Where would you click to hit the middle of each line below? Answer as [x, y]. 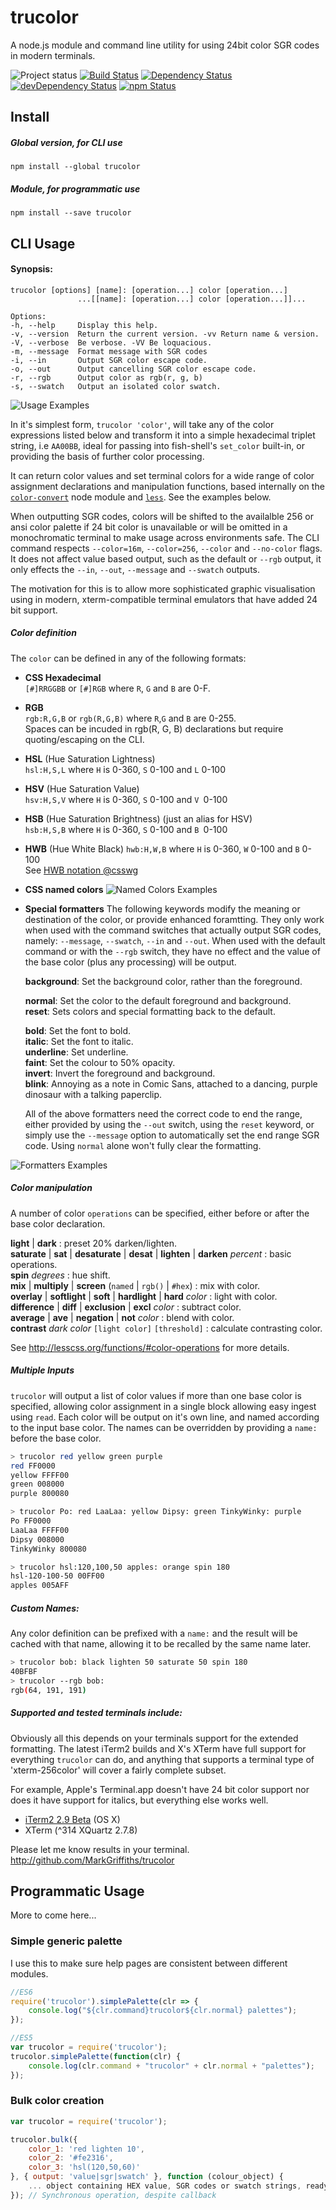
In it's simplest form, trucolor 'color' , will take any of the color [142, 424]
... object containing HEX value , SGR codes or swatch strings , [165, 2186]
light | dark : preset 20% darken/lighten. [93, 1243]
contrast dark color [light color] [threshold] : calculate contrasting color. [166, 1328]
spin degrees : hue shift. [60, 1275]
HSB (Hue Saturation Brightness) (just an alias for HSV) [138, 818]
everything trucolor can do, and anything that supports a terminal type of [162, 1759]
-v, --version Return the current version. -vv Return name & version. [165, 334]
